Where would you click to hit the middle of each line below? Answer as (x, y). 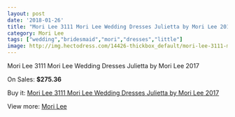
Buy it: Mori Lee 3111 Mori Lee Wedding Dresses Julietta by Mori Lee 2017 (113, 93)
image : (17, 46)
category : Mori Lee (36, 33)
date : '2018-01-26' (36, 20)
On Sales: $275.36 (34, 79)
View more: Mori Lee (37, 106)
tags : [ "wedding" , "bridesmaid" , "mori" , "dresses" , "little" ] (95, 40)
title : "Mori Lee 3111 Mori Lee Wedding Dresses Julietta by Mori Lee (112, 26)
